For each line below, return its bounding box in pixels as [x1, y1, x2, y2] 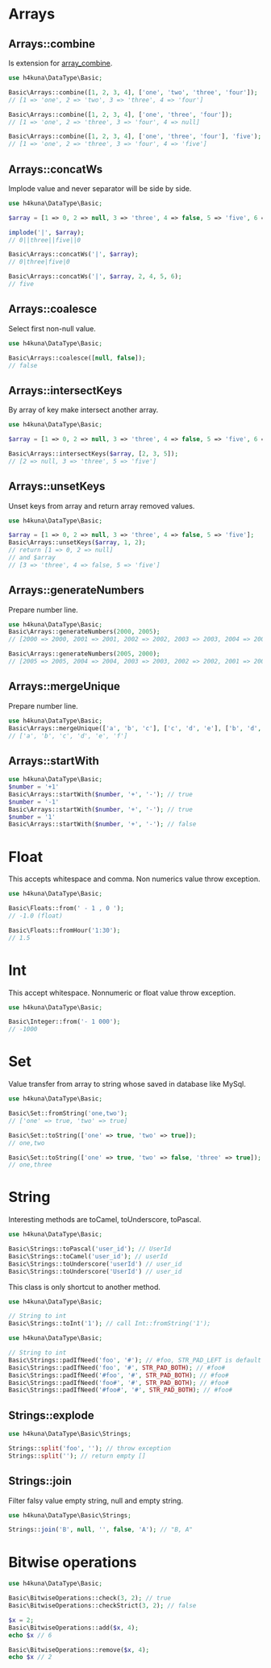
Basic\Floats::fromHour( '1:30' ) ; [8, 926, 121, 934]
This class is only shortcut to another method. [8, 1282, 161, 1292]
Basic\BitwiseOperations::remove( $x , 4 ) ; [8, 1645, 150, 1653]
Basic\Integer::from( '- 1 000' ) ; [8, 1017, 121, 1026]
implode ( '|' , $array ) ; [8, 228, 85, 236]
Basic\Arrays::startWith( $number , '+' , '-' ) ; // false [8, 820, 197, 829]
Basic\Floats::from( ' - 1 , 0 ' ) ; [8, 905, 125, 913]
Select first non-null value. [8, 323, 97, 333]
